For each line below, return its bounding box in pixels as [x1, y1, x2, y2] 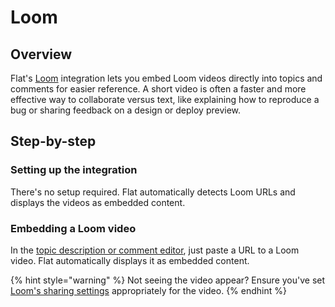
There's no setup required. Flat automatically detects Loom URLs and [10, 186, 296, 198]
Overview [10, 46, 73, 63]
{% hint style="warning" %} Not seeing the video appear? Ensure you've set [10, 274, 326, 286]
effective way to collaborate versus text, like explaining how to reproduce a [10, 94, 320, 105]
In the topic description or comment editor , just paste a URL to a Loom [10, 244, 300, 256]
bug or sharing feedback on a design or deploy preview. [10, 104, 242, 116]
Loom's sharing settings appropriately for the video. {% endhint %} [10, 284, 287, 296]
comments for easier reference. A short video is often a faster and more [10, 83, 307, 95]
